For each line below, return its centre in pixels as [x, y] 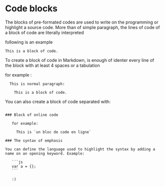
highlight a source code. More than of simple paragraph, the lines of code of [82, 27]
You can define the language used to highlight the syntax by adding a [80, 149]
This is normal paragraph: [37, 84]
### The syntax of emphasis [34, 140]
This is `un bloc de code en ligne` [54, 132]
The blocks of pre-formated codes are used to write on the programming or [82, 22]
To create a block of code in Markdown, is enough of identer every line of [80, 60]
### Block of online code [32, 115]
